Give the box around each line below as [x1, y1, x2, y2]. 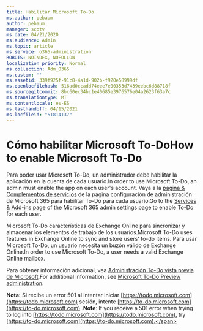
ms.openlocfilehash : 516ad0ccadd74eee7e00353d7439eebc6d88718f [6, 83, 171, 89]
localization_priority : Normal [6, 60, 86, 66]
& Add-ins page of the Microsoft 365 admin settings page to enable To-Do [6, 204, 194, 211]
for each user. [6, 210, 42, 218]
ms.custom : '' [6, 72, 43, 78]
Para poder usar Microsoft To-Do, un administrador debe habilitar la [6, 171, 177, 178]
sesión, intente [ [79, 298, 120, 305]
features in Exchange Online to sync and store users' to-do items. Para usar [6, 235, 197, 243]
